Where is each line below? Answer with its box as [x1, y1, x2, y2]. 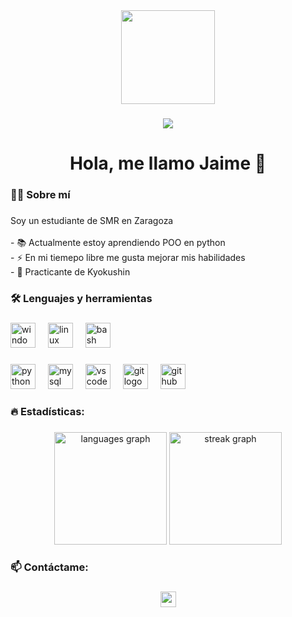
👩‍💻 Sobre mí [10, 188, 71, 202]
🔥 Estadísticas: [10, 404, 85, 418]
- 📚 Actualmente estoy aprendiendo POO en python [10, 236, 226, 248]
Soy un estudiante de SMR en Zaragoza [10, 214, 174, 226]
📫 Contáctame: [10, 560, 89, 574]
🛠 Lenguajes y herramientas [10, 291, 153, 305]
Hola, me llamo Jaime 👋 [69, 152, 267, 175]
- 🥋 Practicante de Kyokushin [10, 265, 131, 278]
